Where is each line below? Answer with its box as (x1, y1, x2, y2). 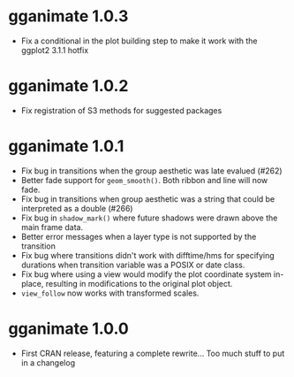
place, (20, 278, 44, 289)
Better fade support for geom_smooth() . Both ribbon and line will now (20, 174, 268, 185)
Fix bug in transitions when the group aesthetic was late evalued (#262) (20, 165, 283, 176)
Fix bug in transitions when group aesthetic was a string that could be (20, 193, 275, 204)
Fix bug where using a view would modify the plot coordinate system (20, 268, 272, 280)
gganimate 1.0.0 (8, 319, 129, 338)
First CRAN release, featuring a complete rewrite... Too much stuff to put (20, 348, 285, 358)
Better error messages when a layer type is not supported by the (20, 231, 257, 242)
